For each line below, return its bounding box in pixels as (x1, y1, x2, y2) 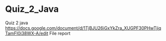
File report (49, 30, 71, 36)
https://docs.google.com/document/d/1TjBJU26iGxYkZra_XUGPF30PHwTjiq (5, 25, 162, 31)
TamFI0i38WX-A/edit (5, 30, 49, 36)
